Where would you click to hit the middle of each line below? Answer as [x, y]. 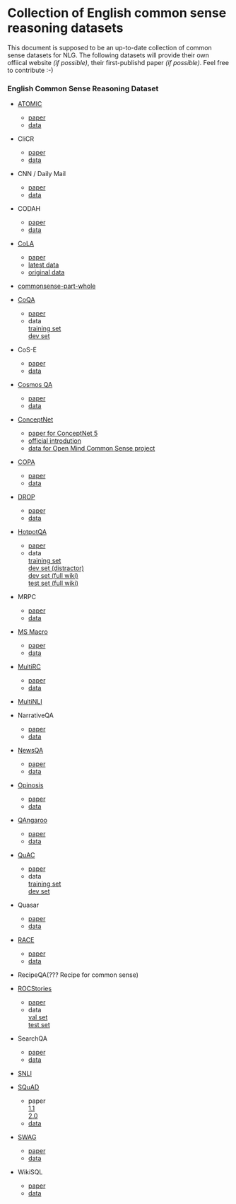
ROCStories [34, 989]
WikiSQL [30, 1172]
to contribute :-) [30, 70]
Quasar [28, 905]
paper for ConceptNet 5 [63, 434]
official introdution [54, 441]
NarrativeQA [36, 715]
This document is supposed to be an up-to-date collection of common [110, 47]
